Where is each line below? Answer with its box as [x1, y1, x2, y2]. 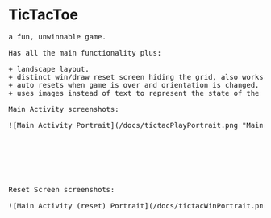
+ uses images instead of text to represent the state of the [8, 88, 260, 97]
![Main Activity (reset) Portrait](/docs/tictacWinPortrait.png [8, 201, 269, 210]
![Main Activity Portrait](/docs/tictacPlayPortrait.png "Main [8, 121, 264, 130]
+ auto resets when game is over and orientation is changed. [8, 80, 260, 89]
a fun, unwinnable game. [8, 32, 106, 41]
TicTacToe [8, 6, 79, 24]
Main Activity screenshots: [8, 105, 119, 113]
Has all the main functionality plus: [8, 48, 162, 57]
